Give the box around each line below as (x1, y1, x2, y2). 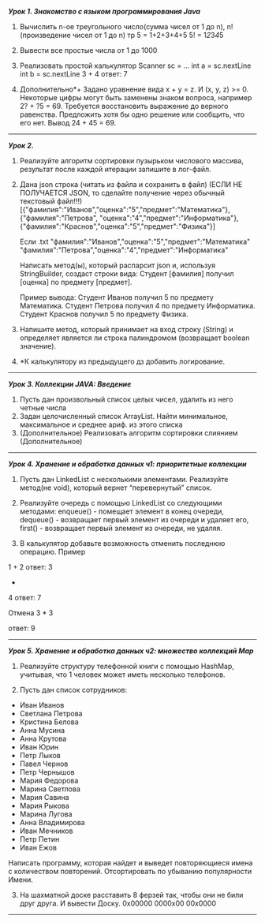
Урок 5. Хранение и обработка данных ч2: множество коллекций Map (8, 646, 254, 656)
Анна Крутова (19, 734, 67, 743)
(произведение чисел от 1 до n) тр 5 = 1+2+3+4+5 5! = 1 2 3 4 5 (19, 31, 224, 39)
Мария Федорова (19, 776, 79, 785)
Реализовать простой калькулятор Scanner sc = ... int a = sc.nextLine (19, 61, 252, 70)
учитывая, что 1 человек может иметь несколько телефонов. (19, 670, 226, 679)
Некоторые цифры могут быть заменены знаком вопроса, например (19, 93, 252, 102)
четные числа (19, 403, 67, 413)
